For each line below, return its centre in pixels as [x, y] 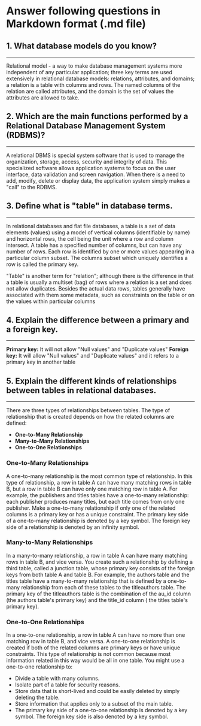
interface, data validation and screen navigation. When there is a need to [96, 174]
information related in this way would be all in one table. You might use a [95, 661]
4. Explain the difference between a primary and [98, 320]
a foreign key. [32, 330]
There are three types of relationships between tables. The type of [88, 410]
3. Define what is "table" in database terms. [89, 206]
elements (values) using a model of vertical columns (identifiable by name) [98, 232]
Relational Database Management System [86, 126]
